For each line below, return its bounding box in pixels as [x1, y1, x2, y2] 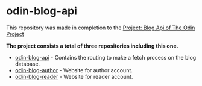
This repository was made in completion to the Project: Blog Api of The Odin [6, 24, 195, 31]
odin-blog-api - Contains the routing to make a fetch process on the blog [14, 54, 197, 61]
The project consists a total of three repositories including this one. [6, 42, 178, 49]
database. [14, 60, 40, 67]
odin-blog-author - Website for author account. [14, 66, 133, 73]
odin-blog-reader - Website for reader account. [14, 73, 133, 80]
